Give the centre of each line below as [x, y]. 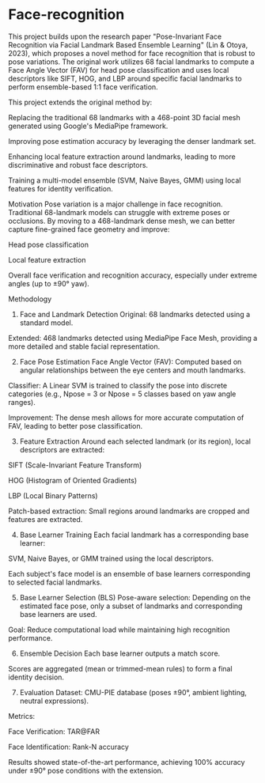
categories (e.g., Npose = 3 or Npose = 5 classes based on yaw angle [122, 394]
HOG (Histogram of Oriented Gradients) [73, 480]
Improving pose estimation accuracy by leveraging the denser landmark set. [132, 141]
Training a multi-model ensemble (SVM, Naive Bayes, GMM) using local [125, 180]
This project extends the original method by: [80, 102]
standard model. [46, 323]
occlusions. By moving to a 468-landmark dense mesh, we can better [122, 221]
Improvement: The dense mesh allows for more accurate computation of [126, 418]
